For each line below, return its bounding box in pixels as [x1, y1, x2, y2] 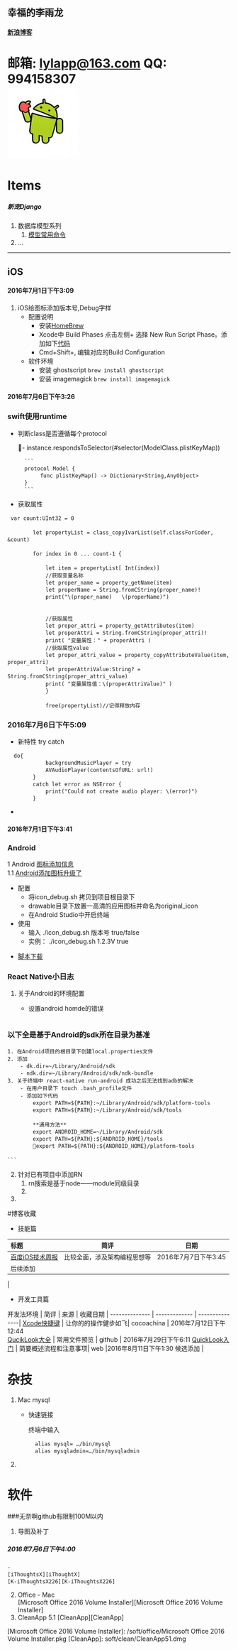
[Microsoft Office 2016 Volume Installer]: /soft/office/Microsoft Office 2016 [7, 1627, 225, 1635]
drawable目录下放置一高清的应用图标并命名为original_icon [28, 901, 198, 910]
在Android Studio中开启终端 [28, 911, 110, 918]
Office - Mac [17, 1590, 55, 1599]
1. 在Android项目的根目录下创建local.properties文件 [7, 1048, 154, 1055]
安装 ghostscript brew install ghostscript [38, 365, 164, 374]
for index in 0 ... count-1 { [33, 550, 122, 558]
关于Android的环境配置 [17, 989, 85, 998]
